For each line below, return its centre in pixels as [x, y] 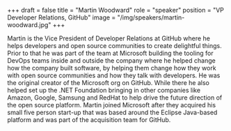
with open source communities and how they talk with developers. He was [114, 75]
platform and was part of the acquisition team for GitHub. [89, 120]
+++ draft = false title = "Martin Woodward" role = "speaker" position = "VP [115, 10]
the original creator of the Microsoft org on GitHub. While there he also [109, 83]
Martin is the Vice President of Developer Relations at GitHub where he [109, 38]
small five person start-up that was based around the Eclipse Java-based [112, 112]
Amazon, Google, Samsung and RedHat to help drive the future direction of [115, 98]
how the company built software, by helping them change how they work [112, 68]
